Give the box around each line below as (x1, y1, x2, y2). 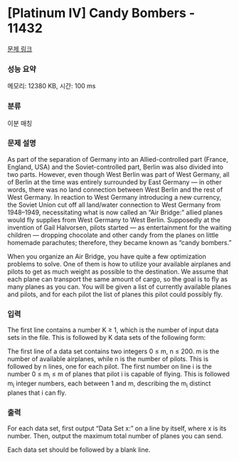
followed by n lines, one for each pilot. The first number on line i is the (7, 362, 212, 371)
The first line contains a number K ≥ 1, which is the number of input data (7, 326, 219, 334)
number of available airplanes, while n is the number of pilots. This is (7, 355, 208, 363)
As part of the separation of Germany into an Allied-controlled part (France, (7, 155, 229, 163)
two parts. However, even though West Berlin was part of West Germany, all (7, 170, 230, 179)
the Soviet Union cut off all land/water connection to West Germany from (7, 200, 221, 209)
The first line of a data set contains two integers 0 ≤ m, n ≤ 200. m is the (7, 347, 220, 356)
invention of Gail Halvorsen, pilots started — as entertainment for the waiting (7, 223, 232, 232)
